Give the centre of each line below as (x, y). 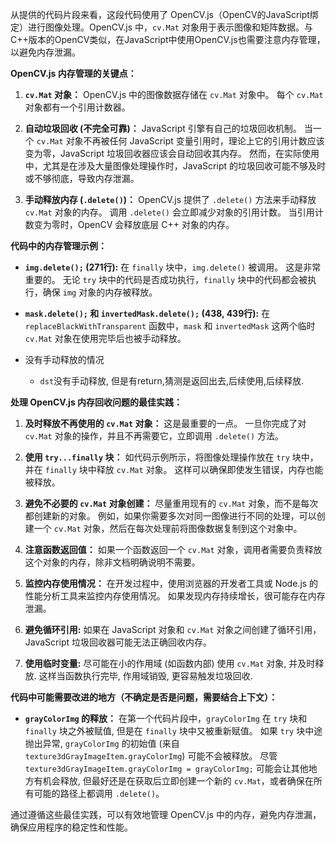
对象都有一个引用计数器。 (77, 107)
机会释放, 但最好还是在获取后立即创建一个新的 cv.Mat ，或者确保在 (178, 781)
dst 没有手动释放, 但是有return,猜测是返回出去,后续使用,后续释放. (171, 381)
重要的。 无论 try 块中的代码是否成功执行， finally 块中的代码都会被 (166, 279)
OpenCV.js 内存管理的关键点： (73, 73)
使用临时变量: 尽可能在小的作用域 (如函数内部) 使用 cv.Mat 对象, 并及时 (170, 663)
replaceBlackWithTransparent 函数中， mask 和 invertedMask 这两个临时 (170, 326)
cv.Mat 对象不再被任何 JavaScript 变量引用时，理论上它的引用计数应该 (180, 141)
